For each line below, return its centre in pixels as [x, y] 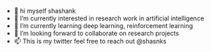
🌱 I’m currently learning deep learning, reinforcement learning [103, 26]
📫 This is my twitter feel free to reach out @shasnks [90, 41]
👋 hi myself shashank [45, 11]
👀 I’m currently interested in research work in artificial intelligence [109, 18]
